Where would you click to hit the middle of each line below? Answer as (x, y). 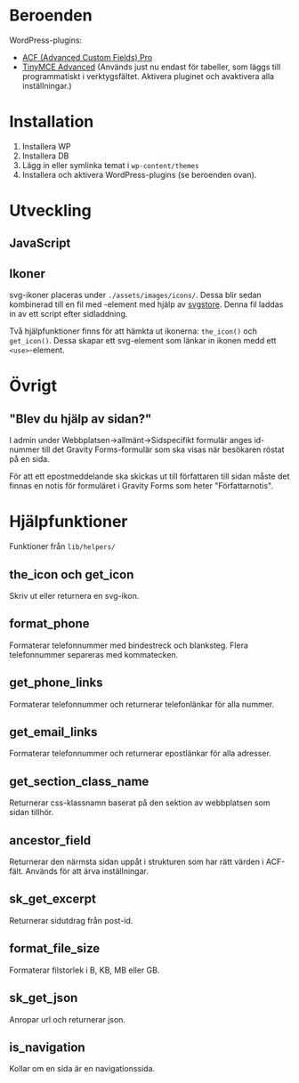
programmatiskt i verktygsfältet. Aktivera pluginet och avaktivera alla (148, 76)
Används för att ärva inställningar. (87, 871)
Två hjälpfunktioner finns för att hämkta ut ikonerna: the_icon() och (133, 331)
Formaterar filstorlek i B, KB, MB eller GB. (85, 970)
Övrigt (33, 386)
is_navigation (48, 1047)
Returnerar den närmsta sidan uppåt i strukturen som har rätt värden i (137, 862)
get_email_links (53, 732)
